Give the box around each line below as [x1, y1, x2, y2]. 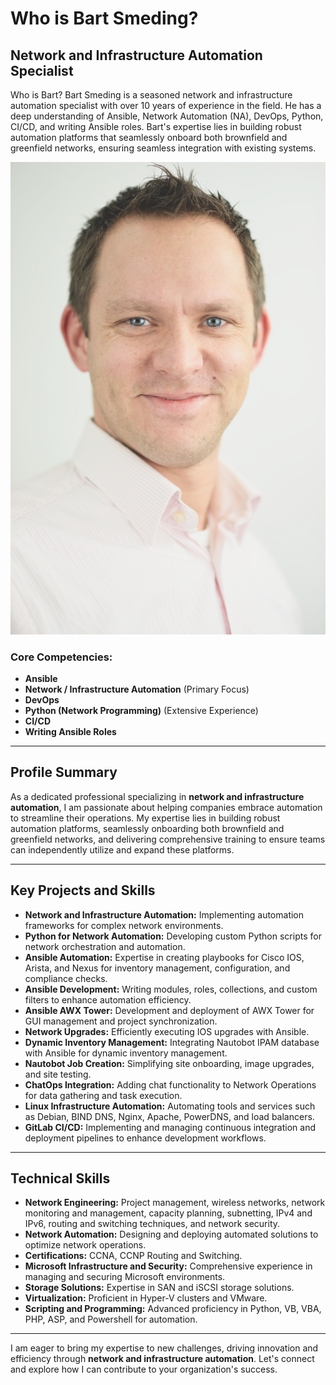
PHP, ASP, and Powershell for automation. [24, 1313, 198, 1326]
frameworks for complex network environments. [24, 919, 224, 931]
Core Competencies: [10, 650, 113, 664]
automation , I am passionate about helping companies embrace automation [10, 801, 323, 813]
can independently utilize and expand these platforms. [10, 843, 235, 856]
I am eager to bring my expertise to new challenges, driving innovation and [10, 1342, 319, 1354]
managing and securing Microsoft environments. [24, 1271, 226, 1283]
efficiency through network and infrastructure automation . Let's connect [10, 1353, 315, 1365]
